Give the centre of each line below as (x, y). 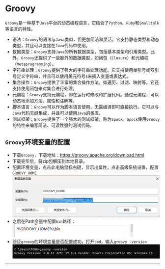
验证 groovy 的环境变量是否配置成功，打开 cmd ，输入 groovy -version (80, 242)
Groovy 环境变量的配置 (38, 142)
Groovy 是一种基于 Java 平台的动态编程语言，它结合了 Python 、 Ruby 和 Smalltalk (82, 23)
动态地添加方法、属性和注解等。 (44, 101)
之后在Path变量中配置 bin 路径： (44, 221)
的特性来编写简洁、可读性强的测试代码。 (53, 125)
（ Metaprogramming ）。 (34, 64)
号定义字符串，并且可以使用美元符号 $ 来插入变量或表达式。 (71, 76)
